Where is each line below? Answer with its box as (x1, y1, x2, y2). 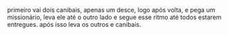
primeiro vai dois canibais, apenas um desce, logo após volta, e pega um (7, 6, 216, 14)
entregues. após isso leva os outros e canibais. (7, 21, 142, 28)
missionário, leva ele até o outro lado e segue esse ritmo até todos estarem (7, 13, 222, 21)
